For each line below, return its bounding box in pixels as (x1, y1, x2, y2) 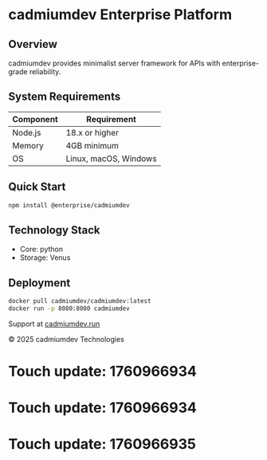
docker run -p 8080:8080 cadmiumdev (8, 305, 130, 313)
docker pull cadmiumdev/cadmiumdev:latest (8, 297, 151, 305)
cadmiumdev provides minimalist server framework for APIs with (8, 58, 221, 68)
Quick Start (8, 180, 66, 194)
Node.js (12, 127, 41, 138)
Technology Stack (8, 223, 100, 237)
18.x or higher (65, 127, 120, 138)
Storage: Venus (19, 253, 71, 262)
